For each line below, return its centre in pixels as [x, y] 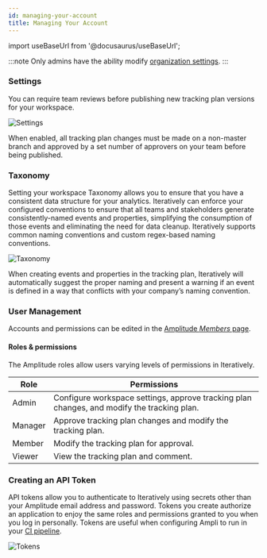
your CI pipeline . [35, 531]
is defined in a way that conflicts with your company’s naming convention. [129, 291]
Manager [29, 425]
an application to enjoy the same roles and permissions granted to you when [133, 514]
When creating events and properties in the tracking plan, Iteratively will [126, 274]
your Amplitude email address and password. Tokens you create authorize [130, 506]
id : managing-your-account [53, 15]
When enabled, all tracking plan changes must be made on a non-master [128, 138]
